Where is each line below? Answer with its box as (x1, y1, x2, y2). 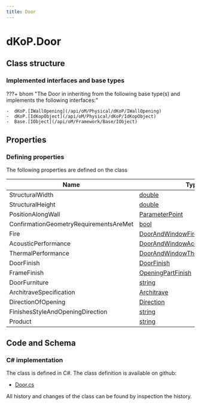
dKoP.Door (6, 34, 62, 48)
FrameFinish (9, 269, 44, 277)
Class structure (6, 58, 65, 69)
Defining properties (6, 152, 65, 161)
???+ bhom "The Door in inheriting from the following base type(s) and (6, 90, 181, 97)
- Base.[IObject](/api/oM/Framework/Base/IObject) (6, 118, 138, 125)
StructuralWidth (9, 191, 54, 199)
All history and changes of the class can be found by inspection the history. (6, 392, 193, 399)
